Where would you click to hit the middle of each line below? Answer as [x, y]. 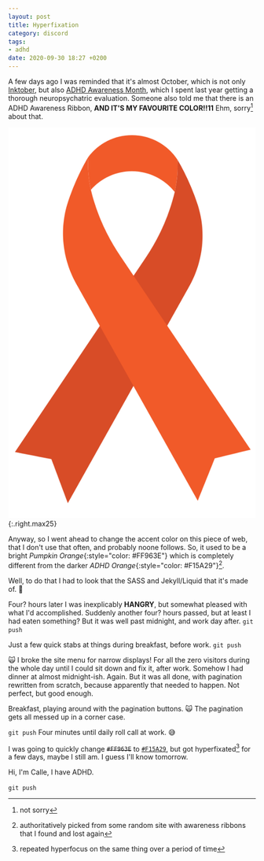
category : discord [38, 33]
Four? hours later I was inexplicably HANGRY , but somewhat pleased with [128, 604]
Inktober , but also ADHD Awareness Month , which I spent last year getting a [131, 90]
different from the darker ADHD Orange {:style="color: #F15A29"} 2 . [116, 565]
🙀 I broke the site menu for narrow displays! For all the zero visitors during [129, 660]
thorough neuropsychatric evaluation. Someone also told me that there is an [131, 98]
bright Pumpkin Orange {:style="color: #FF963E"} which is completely [121, 556]
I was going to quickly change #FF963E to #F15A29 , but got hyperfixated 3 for [130, 748]
